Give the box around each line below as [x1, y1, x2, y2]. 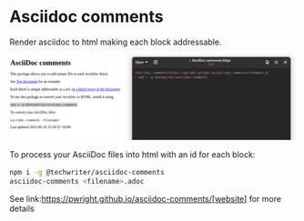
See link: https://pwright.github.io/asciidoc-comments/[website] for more [9, 194, 282, 205]
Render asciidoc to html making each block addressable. [9, 36, 222, 47]
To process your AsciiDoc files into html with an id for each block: [9, 148, 256, 160]
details [9, 203, 35, 215]
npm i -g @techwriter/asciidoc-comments [9, 167, 166, 176]
